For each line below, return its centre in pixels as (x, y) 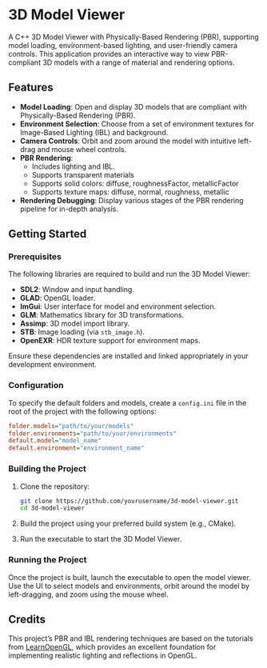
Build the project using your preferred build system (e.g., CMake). (128, 524)
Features (31, 88)
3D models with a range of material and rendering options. (139, 62)
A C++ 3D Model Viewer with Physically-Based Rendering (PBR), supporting (133, 37)
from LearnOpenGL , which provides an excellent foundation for (112, 647)
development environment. (53, 365)
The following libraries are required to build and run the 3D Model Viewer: (129, 274)
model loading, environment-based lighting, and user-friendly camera (123, 45)
